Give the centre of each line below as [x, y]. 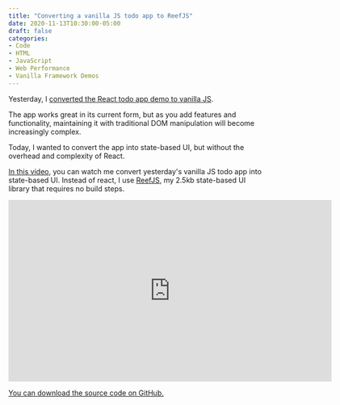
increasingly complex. [45, 132]
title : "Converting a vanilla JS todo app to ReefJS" [101, 16]
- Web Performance [39, 69]
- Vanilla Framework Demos [54, 76]
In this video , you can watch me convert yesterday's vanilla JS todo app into [135, 171]
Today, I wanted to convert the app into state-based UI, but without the [126, 147]
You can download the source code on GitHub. [86, 393]
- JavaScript [30, 61]
